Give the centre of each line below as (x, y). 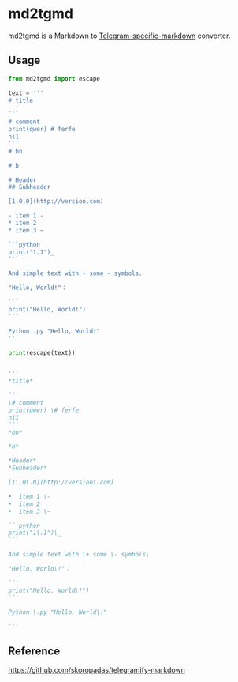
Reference (34, 651)
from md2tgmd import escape (54, 79)
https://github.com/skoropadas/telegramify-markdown (97, 670)
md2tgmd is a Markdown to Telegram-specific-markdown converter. (119, 36)
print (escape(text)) (42, 352)
